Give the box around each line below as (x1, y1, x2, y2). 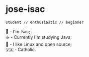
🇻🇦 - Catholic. (5, 46, 36, 53)
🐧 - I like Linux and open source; (5, 41, 72, 47)
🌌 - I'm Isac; (5, 28, 30, 34)
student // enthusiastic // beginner (5, 20, 84, 25)
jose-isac (5, 3, 45, 15)
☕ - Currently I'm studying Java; (5, 34, 72, 40)
